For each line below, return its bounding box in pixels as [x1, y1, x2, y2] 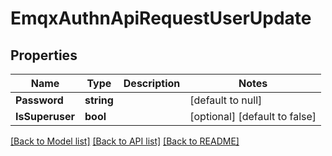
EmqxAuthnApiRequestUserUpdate [10, 7, 312, 30]
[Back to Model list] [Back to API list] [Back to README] [10, 135, 240, 147]
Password [15, 93, 64, 107]
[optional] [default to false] [189, 110, 317, 123]
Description [123, 77, 181, 90]
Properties [10, 47, 78, 64]
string [84, 93, 114, 107]
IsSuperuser [15, 110, 75, 123]
